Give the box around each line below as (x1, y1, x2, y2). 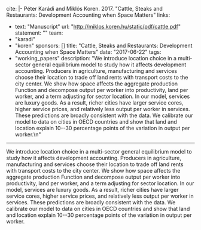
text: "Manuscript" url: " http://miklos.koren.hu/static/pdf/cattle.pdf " (14, 23, 181, 30)
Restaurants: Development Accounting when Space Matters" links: (6, 11, 170, 19)
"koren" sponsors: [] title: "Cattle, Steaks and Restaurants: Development (14, 42, 193, 49)
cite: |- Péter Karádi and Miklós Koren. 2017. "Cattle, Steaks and (6, 5, 163, 12)
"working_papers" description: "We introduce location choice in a (14, 55, 177, 62)
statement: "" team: (14, 29, 63, 36)
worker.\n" (14, 131, 41, 138)
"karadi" (14, 36, 36, 42)
